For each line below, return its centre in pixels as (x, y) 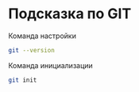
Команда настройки (42, 36)
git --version (32, 50)
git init (23, 80)
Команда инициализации (50, 65)
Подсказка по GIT (70, 14)
